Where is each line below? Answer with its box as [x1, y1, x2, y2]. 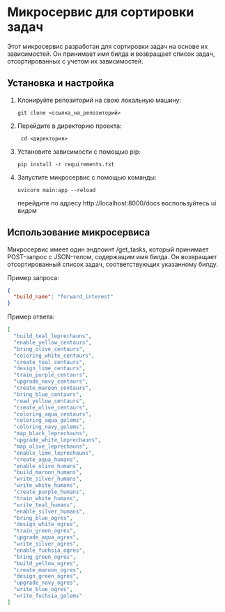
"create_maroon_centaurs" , [13, 385, 92, 392]
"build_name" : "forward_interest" [13, 293, 114, 300]
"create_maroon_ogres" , [13, 567, 82, 574]
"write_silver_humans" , [13, 476, 82, 483]
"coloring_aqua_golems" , [13, 417, 86, 424]
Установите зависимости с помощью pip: [17, 147, 141, 156]
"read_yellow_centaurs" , [13, 398, 86, 405]
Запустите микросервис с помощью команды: [17, 173, 157, 182]
